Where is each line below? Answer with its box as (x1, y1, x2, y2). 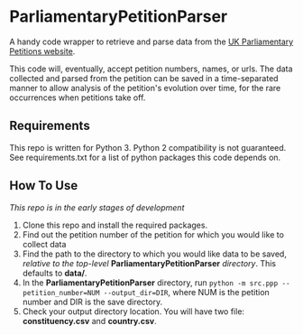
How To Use (9, 178, 78, 193)
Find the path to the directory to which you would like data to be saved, (22, 248, 287, 259)
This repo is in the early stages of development (9, 201, 185, 213)
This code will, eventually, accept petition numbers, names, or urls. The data (9, 63, 293, 74)
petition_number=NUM (22, 288, 100, 297)
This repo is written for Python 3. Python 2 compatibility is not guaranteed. (9, 142, 287, 153)
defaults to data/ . (22, 267, 87, 278)
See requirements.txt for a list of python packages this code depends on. (9, 152, 281, 163)
